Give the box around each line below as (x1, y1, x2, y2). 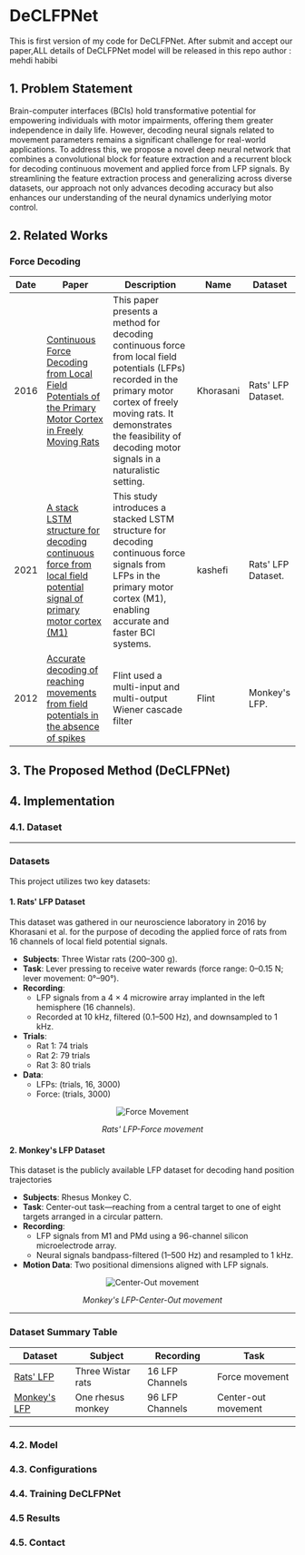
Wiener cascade (113, 704, 183, 716)
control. (9, 202, 39, 212)
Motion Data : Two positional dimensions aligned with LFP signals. (22, 1259, 270, 1271)
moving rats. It (113, 408, 174, 420)
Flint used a (113, 669, 162, 682)
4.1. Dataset (9, 821, 63, 833)
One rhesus (74, 1391, 125, 1403)
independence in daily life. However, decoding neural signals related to (9, 124, 275, 135)
